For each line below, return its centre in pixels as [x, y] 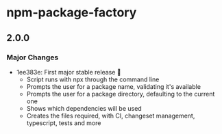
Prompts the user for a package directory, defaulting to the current [121, 94]
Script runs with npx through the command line [93, 79]
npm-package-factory [72, 13]
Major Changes [33, 57]
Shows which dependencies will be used [84, 108]
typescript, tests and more [64, 123]
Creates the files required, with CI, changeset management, [111, 116]
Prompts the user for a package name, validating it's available [114, 86]
